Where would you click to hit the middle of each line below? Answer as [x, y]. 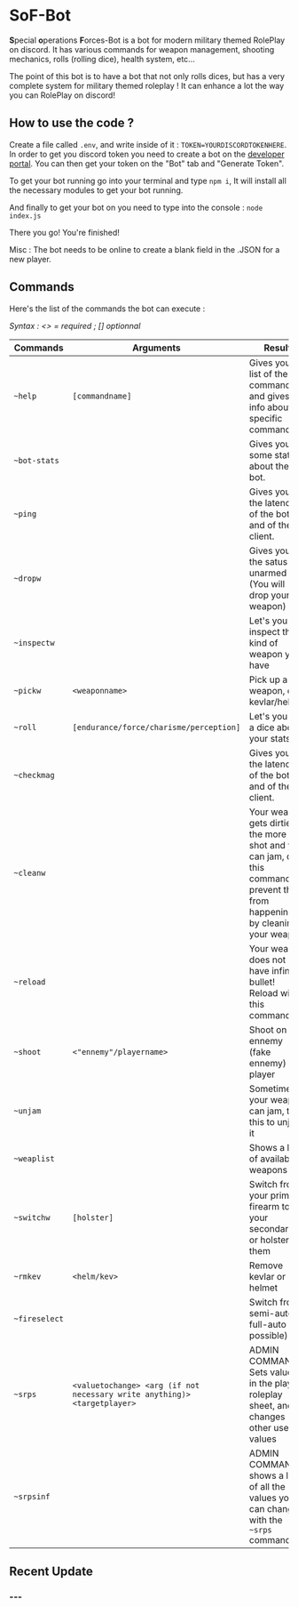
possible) [268, 1335]
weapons [268, 1169]
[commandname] [102, 396]
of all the [267, 1486]
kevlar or [267, 1276]
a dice [262, 727]
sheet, [262, 1405]
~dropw [27, 578]
